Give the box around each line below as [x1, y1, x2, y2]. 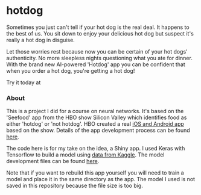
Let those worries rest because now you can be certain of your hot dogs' [6, 48, 188, 55]
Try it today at [6, 79, 41, 86]
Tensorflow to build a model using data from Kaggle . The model [6, 151, 165, 158]
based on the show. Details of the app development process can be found [6, 127, 190, 134]
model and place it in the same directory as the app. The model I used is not [6, 176, 195, 183]
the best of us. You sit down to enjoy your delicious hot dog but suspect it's [6, 29, 194, 37]
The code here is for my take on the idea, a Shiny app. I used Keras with [6, 145, 185, 152]
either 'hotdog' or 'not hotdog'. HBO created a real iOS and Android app [6, 120, 184, 128]
